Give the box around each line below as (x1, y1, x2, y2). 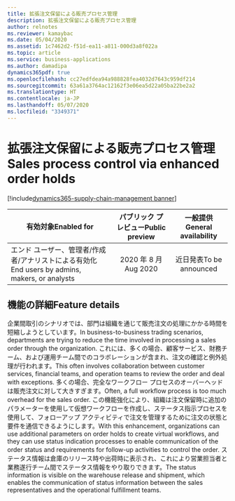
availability (180, 231, 218, 241)
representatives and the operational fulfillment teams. (7, 486, 162, 494)
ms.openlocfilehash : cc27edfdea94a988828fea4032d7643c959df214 (7, 75, 196, 83)
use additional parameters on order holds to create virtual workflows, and (7, 429, 219, 438)
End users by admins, (10, 265, 82, 274)
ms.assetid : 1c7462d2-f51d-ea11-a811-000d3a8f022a (7, 43, 158, 50)
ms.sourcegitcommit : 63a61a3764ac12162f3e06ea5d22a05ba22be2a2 (7, 82, 196, 89)
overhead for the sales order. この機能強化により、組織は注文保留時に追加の (7, 395, 227, 403)
